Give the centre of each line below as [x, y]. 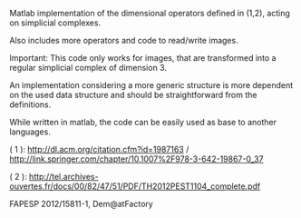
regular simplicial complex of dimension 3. [88, 68]
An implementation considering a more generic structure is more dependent [151, 85]
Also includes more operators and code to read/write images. [124, 40]
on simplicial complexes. [55, 23]
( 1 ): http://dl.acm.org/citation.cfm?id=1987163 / [99, 149]
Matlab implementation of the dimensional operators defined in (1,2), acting [150, 13]
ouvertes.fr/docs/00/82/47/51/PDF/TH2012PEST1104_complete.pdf [135, 186]
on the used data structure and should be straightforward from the [133, 95]
